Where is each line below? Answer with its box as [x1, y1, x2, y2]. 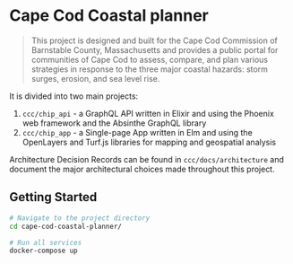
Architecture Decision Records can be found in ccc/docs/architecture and [9, 154, 285, 164]
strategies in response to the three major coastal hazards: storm [30, 64, 269, 75]
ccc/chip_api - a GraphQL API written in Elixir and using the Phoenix [22, 108, 275, 119]
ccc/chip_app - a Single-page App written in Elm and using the [22, 127, 253, 137]
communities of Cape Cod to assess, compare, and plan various [30, 54, 269, 65]
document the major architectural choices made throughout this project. [9, 163, 275, 174]
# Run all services [9, 238, 82, 247]
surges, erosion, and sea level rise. [30, 73, 160, 84]
